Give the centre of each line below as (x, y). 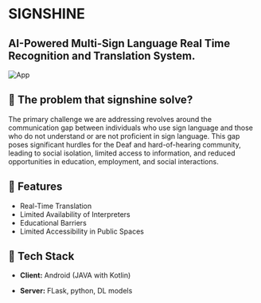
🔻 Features (35, 187)
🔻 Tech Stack (41, 256)
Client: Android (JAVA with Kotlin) (75, 275)
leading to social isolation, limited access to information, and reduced (122, 153)
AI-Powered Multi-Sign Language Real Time (119, 43)
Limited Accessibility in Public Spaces (82, 231)
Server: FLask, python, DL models (76, 291)
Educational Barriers (53, 222)
